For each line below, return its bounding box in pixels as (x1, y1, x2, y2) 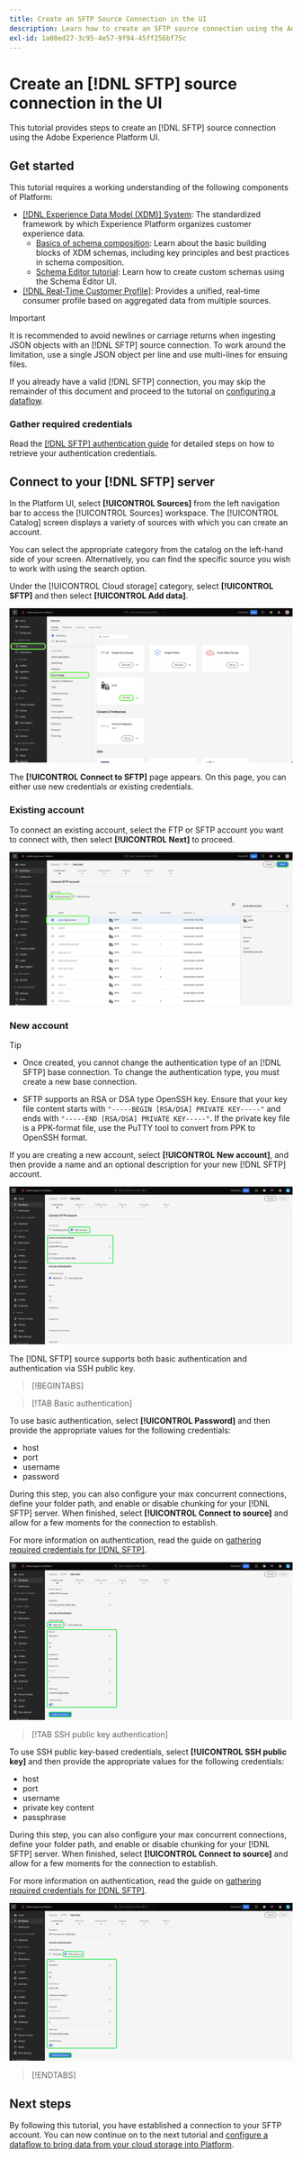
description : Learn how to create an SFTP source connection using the (9, 23, 283, 33)
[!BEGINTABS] (31, 1380, 84, 1391)
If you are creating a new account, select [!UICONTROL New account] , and (9, 1150, 289, 1161)
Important (9, 313, 46, 323)
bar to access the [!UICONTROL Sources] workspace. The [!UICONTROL (9, 507, 279, 518)
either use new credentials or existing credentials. (9, 781, 194, 792)
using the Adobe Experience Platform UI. (9, 132, 160, 143)
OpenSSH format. (22, 1132, 88, 1143)
